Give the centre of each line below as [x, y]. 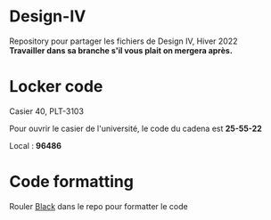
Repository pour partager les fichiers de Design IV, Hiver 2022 [123, 41]
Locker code [56, 87]
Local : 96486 [36, 145]
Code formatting [71, 182]
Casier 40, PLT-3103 [47, 111]
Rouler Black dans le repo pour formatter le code [99, 206]
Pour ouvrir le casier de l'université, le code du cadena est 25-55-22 [136, 128]
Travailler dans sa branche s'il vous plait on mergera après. [121, 50]
